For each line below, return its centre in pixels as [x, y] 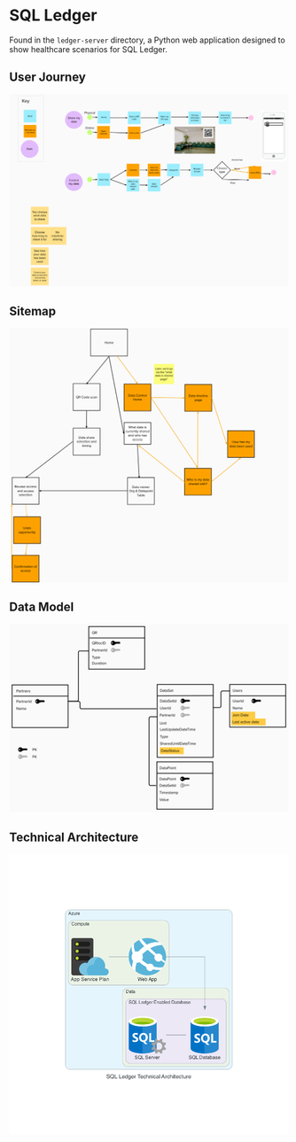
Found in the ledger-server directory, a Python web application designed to [147, 40]
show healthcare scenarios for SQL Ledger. [89, 49]
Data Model [42, 607]
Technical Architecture [74, 837]
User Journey [47, 78]
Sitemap [33, 311]
